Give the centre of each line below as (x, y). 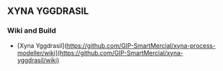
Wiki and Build (32, 31)
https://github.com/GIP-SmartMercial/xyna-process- (141, 45)
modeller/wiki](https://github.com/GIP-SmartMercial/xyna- (100, 53)
